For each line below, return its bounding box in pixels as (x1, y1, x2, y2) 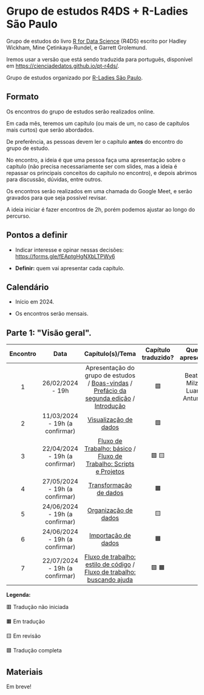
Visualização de (87, 416, 133, 424)
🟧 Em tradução (6, 618, 46, 625)
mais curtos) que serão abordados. (6, 126, 94, 134)
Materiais (6, 666, 43, 677)
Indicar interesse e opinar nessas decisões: (15, 246, 124, 254)
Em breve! (6, 683, 32, 690)
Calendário (6, 282, 49, 292)
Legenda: (6, 591, 31, 599)
